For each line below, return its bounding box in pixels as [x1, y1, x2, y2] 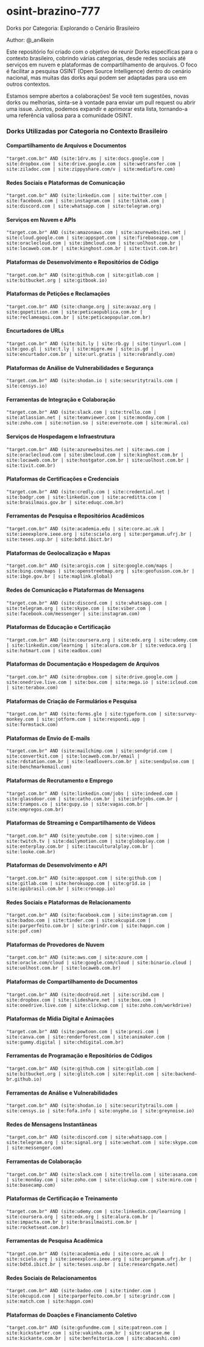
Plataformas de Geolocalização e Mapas [6, 549, 111, 556]
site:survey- [164, 711, 198, 717]
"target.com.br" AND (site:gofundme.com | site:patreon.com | [6, 1324, 167, 1331]
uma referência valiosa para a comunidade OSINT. [6, 112, 133, 119]
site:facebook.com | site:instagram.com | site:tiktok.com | [6, 198, 165, 204]
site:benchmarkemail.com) [6, 764, 72, 770]
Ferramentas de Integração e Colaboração [6, 396, 116, 403]
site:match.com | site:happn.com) [6, 1298, 94, 1305]
